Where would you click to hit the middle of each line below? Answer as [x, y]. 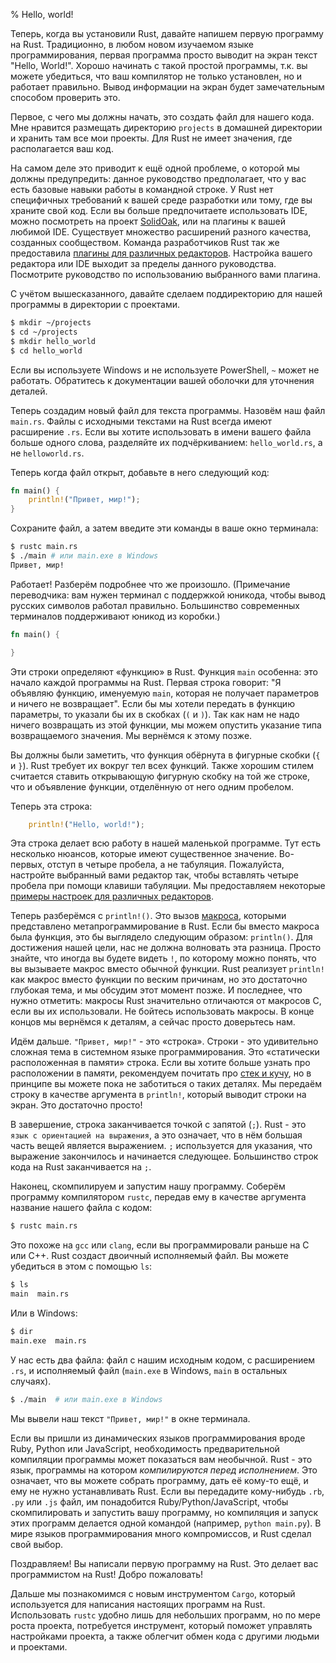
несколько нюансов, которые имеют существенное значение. [143, 854]
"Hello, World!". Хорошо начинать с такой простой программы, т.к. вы [159, 65]
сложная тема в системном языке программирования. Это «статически [165, 1052]
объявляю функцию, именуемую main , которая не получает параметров [165, 693]
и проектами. [39, 1646]
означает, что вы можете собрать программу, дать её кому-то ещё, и [159, 1480]
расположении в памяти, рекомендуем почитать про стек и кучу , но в [161, 1073]
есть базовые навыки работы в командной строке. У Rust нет [142, 189]
